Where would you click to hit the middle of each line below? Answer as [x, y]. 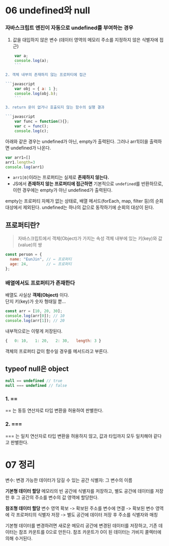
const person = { [24, 255]
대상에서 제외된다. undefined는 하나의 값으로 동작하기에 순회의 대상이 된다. [80, 207]
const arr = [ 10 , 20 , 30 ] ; [34, 311]
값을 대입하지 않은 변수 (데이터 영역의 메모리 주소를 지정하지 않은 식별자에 [86, 40]
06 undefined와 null [48, 10]
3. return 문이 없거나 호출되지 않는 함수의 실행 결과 [55, 107]
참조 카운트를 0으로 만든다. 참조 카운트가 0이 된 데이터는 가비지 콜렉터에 [90, 532]
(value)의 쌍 [30, 245]
